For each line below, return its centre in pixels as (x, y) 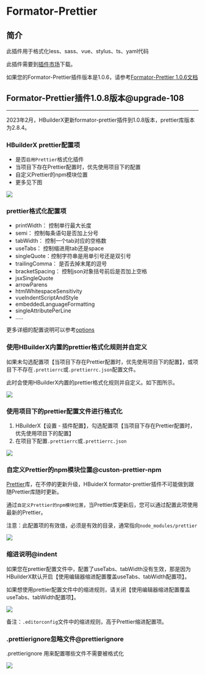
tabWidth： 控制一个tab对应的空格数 (61, 241)
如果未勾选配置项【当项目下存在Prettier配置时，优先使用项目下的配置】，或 (100, 361)
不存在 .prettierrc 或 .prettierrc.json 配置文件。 (78, 369)
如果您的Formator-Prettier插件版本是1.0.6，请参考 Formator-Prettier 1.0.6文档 (102, 77)
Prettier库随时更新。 (37, 492)
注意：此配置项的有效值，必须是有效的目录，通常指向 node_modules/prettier (102, 526)
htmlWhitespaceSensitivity (49, 291)
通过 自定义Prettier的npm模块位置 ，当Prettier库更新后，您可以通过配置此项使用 (102, 505)
